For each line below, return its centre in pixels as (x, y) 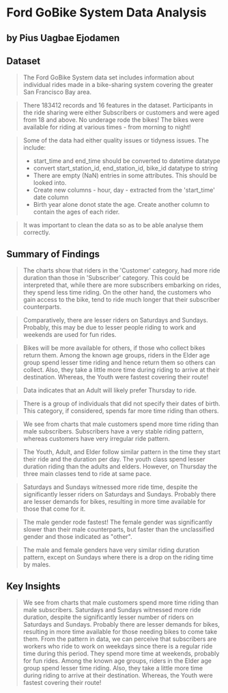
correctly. (37, 232)
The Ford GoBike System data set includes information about (109, 77)
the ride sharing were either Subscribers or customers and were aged (121, 113)
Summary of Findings (53, 254)
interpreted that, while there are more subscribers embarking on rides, (122, 285)
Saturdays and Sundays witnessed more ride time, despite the (111, 487)
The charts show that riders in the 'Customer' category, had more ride (122, 270)
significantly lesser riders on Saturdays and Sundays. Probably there (119, 494)
